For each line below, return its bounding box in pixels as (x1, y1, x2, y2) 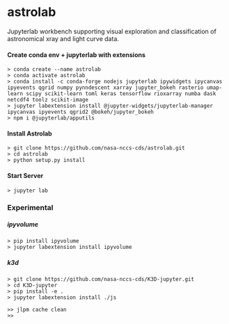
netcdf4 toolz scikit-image (7, 97, 89, 104)
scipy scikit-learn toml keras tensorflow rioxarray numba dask (25, 90, 216, 97)
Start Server (7, 171, 44, 179)
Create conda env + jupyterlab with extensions (7, 50, 146, 59)
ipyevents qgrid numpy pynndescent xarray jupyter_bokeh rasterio (7, 84, 204, 91)
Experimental (7, 203, 54, 213)
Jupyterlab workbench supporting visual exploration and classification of (7, 27, 217, 35)
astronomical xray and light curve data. (7, 34, 120, 42)
